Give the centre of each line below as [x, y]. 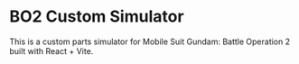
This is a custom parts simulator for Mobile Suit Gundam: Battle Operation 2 [150, 41]
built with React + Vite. [51, 50]
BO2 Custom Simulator [97, 17]
